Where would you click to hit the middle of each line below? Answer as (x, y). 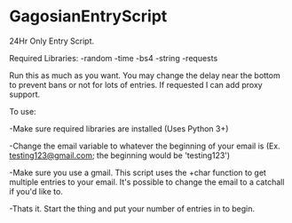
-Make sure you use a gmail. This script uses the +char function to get (138, 172)
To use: (23, 111)
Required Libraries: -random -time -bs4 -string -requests (114, 58)
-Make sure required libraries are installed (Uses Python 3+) (119, 128)
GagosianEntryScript (88, 16)
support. (25, 94)
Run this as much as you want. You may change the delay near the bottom (145, 75)
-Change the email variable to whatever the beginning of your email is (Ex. (145, 146)
